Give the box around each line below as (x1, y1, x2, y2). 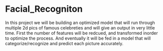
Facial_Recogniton (5, 3, 83, 15)
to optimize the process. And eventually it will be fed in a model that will (5, 35, 151, 41)
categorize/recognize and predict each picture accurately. (5, 40, 123, 46)
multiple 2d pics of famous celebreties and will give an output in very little (5, 25, 155, 30)
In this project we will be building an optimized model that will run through (5, 20, 156, 25)
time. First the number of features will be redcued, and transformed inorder (5, 30, 158, 36)
